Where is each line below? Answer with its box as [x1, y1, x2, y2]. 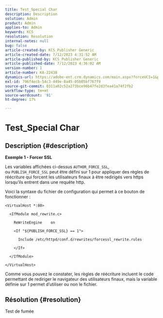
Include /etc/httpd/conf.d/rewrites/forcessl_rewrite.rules [17, 237, 142, 242]
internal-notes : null [5, 39, 49, 44]
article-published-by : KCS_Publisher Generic [5, 57, 98, 62]
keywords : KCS [5, 30, 34, 34]
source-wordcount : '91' [5, 93, 53, 97]
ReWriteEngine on [14, 220, 55, 225]
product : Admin [5, 20, 36, 26]
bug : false [5, 43, 27, 48]
